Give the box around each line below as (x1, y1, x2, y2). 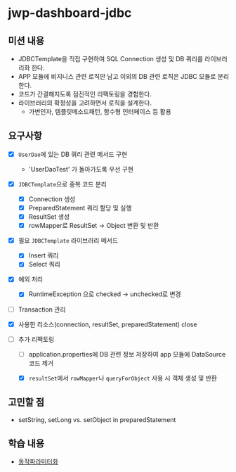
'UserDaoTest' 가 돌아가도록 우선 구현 (28, 165, 134, 173)
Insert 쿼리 (28, 251, 59, 260)
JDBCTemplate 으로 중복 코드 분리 (18, 179, 107, 188)
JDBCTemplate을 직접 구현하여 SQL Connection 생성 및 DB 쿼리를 (18, 55, 203, 63)
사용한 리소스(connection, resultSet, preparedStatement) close (18, 320, 197, 329)
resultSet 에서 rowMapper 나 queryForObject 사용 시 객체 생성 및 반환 (28, 374, 217, 382)
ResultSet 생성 (28, 212, 70, 221)
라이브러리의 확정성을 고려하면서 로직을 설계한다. (18, 98, 152, 107)
